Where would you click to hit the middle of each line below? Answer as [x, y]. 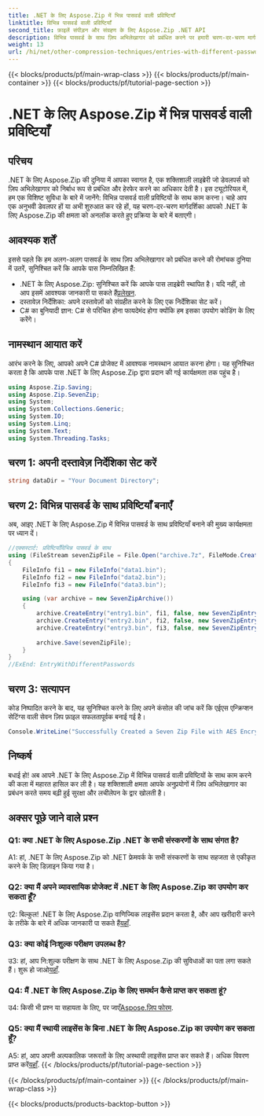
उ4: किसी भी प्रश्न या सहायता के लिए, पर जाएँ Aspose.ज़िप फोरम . [91, 1008]
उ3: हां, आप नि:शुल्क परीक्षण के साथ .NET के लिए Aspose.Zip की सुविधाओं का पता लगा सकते [130, 960]
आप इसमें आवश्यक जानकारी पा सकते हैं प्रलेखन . [78, 292]
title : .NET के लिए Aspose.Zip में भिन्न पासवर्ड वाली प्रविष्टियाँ [92, 15]
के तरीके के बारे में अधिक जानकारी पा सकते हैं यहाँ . [70, 923]
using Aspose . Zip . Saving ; [50, 387]
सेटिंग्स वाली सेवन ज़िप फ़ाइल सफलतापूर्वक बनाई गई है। [77, 717]
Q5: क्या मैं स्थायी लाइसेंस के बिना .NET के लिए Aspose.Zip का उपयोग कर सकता [132, 1029]
